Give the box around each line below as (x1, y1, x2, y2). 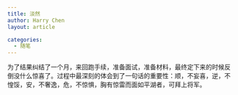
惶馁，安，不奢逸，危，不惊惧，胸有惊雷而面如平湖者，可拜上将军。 (7, 80, 206, 89)
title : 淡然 (7, 10, 40, 18)
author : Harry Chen (7, 17, 65, 24)
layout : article (7, 23, 55, 30)
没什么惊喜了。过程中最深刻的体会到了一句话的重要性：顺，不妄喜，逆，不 (13, 72, 231, 80)
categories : (7, 36, 42, 43)
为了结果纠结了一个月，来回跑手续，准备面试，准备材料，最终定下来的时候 (7, 63, 225, 71)
